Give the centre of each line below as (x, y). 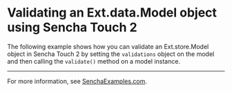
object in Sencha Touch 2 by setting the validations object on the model (111, 54)
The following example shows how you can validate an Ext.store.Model (108, 46)
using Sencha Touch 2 (72, 27)
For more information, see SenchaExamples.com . (77, 81)
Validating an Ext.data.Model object (112, 13)
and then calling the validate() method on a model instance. (94, 61)
